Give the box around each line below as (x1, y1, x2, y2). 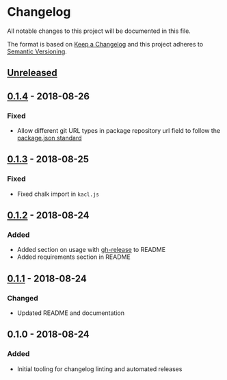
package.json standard (16, 134, 82, 142)
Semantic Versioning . (7, 47, 67, 55)
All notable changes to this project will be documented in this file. (7, 27, 191, 35)
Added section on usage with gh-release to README (16, 246, 166, 254)
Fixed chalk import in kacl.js (16, 190, 99, 198)
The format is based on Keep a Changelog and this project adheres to (7, 40, 204, 48)
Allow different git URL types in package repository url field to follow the (16, 127, 221, 135)
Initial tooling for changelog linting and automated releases (16, 364, 183, 373)
